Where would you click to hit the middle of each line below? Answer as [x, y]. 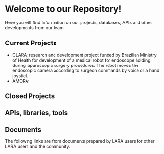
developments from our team [34, 27]
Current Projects [31, 43]
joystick [20, 76]
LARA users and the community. [38, 146]
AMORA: [21, 81]
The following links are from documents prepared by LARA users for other [80, 141]
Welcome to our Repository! [63, 9]
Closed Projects [30, 96]
